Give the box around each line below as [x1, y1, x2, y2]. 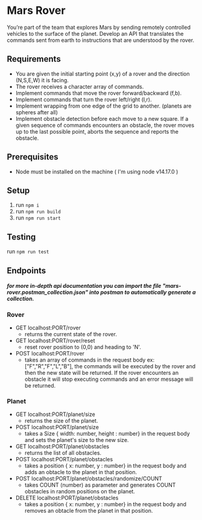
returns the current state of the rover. [24, 330, 117, 337]
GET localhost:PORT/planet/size [15, 411, 95, 418]
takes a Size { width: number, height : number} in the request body [24, 430, 191, 437]
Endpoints [7, 265, 46, 276]
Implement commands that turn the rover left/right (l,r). [15, 96, 152, 103]
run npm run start [15, 214, 61, 221]
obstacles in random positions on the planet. [24, 488, 135, 495]
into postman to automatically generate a [89, 288, 196, 296]
